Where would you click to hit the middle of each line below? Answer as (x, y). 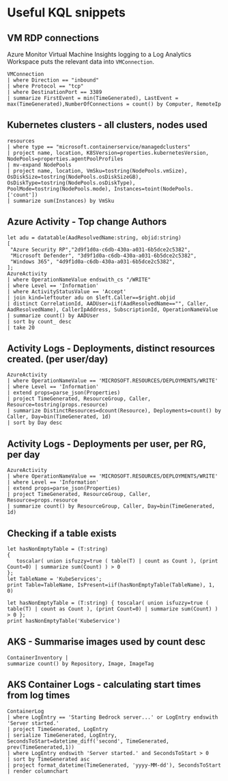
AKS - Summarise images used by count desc (106, 642)
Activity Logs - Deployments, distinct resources (111, 348)
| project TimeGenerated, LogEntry (58, 729)
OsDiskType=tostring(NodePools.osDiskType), (71, 183)
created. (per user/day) (58, 359)
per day (24, 455)
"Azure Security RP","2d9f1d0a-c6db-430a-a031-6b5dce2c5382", (100, 249)
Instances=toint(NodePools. (154, 189)
